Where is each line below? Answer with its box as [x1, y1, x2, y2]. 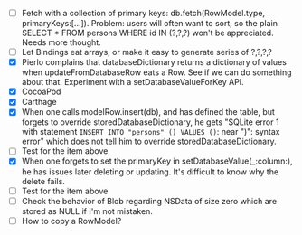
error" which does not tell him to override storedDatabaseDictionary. [21, 136, 277, 147]
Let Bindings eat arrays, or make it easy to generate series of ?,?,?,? [21, 47, 273, 58]
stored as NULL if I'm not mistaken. [21, 205, 153, 216]
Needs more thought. [21, 37, 101, 48]
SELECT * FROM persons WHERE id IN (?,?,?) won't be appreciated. [21, 27, 274, 39]
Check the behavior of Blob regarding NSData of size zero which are [21, 195, 278, 206]
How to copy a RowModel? [21, 215, 122, 226]
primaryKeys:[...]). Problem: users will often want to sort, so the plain [21, 18, 278, 29]
